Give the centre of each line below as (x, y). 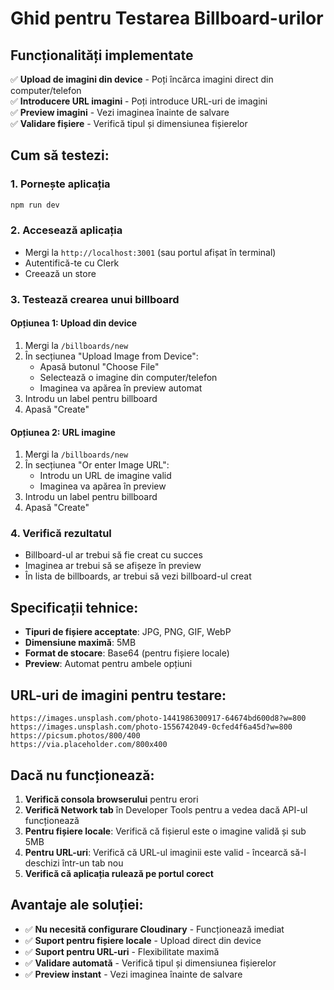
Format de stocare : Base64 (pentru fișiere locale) (127, 653)
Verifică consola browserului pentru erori (111, 799)
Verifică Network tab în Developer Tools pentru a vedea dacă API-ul (166, 809)
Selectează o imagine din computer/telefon (128, 377)
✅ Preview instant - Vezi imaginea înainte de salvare (133, 974)
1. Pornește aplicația (60, 184)
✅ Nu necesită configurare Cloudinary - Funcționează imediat (154, 929)
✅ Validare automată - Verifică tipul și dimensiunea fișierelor (150, 963)
